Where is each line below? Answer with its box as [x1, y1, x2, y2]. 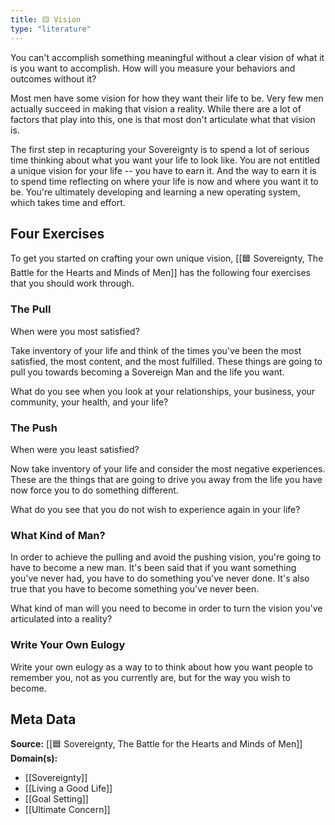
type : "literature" [10, 24, 92, 34]
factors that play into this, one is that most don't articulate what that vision [10, 113, 316, 125]
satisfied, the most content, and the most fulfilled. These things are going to [10, 355, 323, 367]
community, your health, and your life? [10, 396, 169, 408]
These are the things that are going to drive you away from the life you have [10, 473, 323, 485]
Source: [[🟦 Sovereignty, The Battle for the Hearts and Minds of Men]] [10, 738, 303, 750]
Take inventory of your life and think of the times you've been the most [10, 344, 302, 356]
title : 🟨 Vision [10, 14, 82, 25]
